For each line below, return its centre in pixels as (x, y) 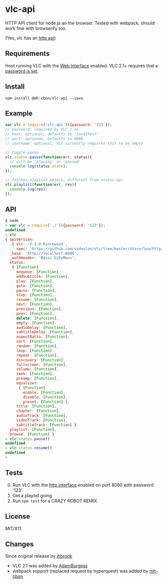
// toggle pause (22, 152)
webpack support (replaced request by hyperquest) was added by (80, 571)
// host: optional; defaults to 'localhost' (52, 134)
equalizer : (27, 383)
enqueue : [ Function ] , (39, 272)
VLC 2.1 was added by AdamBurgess (50, 566)
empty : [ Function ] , (36, 323)
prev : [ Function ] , (35, 313)
